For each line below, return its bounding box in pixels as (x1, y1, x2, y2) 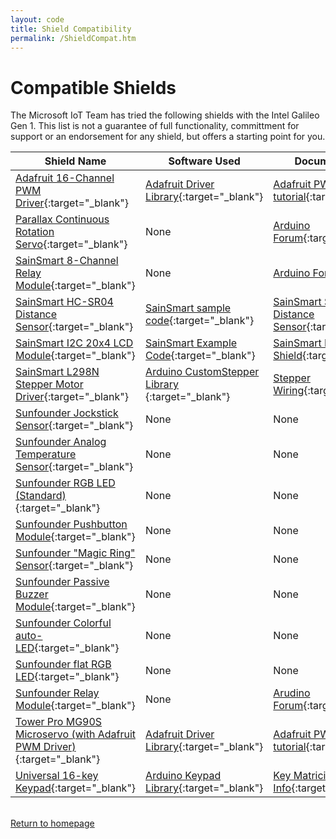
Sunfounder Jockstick (15, 406, 119, 420)
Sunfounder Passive (15, 575, 110, 589)
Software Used (168, 154, 241, 168)
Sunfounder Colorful (15, 616, 112, 630)
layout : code (10, 14, 65, 25)
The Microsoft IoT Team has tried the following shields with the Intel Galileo (10, 109, 320, 121)
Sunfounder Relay (15, 686, 100, 700)
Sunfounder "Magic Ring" (15, 546, 136, 560)
